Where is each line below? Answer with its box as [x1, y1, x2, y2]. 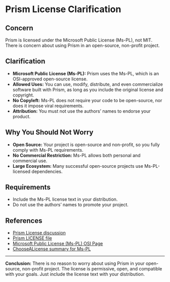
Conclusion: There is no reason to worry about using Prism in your [5, 260, 145, 266]
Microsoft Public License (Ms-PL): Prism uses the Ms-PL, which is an [12, 70, 159, 76]
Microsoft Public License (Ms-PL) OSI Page [12, 241, 103, 247]
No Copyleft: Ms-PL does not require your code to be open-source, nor [12, 97, 162, 103]
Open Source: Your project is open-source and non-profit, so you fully [12, 142, 160, 148]
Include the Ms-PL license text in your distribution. [12, 196, 118, 203]
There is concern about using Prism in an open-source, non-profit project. [5, 42, 160, 49]
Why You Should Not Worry [5, 128, 94, 137]
